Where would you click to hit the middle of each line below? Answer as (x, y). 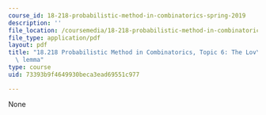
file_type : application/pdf (55, 38)
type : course (30, 67)
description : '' (35, 23)
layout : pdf (28, 45)
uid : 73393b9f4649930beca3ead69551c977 (74, 75)
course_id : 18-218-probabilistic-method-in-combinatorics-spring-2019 (127, 15)
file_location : (33, 30)
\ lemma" (30, 60)
